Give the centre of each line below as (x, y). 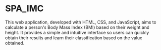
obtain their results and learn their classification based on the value (74, 38)
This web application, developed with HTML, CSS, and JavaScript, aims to (81, 22)
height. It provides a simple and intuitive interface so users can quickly (77, 32)
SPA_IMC (24, 9)
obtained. (15, 43)
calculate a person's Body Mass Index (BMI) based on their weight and (77, 27)
